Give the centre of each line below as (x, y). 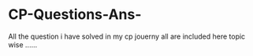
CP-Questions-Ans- (75, 15)
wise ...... (23, 44)
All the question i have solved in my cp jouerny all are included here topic (127, 36)
